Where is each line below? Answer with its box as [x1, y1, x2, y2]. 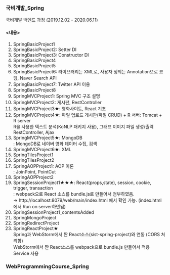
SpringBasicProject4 [13, 57, 56, 63]
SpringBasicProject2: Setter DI [13, 47, 77, 53]
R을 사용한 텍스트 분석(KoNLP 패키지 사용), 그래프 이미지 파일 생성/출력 [13, 123, 154, 129]
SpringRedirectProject [13, 220, 60, 226]
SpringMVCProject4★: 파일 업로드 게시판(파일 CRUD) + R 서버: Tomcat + [13, 112, 162, 118]
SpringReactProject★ [13, 225, 59, 231]
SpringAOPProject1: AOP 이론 [13, 163, 74, 169]
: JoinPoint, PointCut [13, 168, 56, 175]
